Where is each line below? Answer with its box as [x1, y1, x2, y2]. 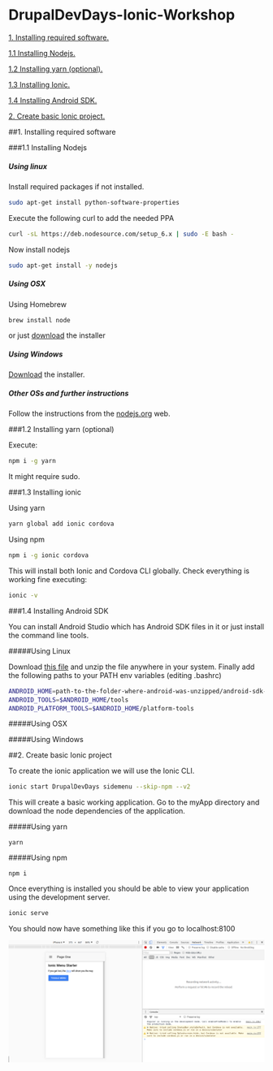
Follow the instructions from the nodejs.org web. [8, 408, 171, 419]
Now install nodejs [8, 244, 71, 254]
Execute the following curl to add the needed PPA [8, 213, 175, 222]
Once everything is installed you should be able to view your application [8, 883, 249, 894]
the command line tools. [8, 630, 89, 640]
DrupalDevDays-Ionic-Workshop [8, 6, 236, 24]
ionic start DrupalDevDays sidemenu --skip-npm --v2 [8, 783, 191, 791]
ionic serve [8, 909, 49, 918]
